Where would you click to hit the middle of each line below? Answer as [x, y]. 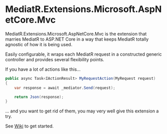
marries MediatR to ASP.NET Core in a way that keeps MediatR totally [77, 39]
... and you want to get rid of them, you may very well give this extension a [82, 111]
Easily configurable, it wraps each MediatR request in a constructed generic [83, 54]
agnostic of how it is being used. [39, 44]
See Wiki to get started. [30, 126]
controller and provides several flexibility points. [55, 59]
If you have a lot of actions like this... [43, 69]
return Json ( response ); [39, 97]
